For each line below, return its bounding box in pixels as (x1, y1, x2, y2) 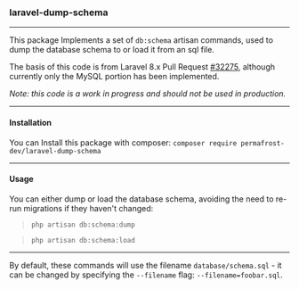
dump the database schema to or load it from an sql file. (9, 45, 215, 55)
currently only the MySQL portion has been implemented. (9, 71, 220, 82)
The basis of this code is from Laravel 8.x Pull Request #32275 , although (9, 62, 276, 72)
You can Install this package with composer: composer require (9, 136, 238, 148)
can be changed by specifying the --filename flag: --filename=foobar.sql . (9, 269, 283, 280)
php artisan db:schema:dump (30, 220, 135, 229)
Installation (9, 117, 52, 128)
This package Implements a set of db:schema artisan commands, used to (9, 35, 274, 45)
